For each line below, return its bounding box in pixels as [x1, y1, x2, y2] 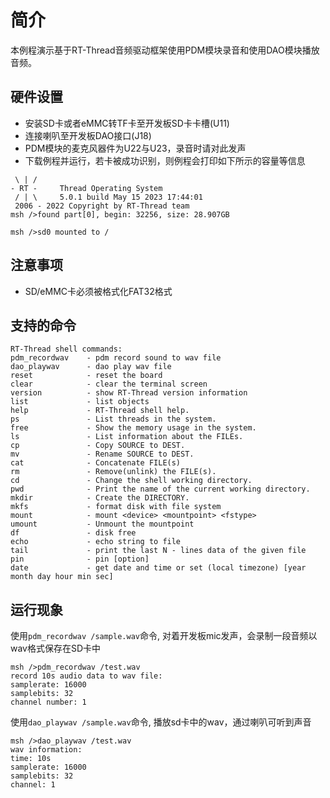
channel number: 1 [10, 697, 87, 708]
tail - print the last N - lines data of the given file [10, 546, 307, 556]
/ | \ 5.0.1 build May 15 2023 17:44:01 [14, 192, 203, 202]
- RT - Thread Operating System [10, 183, 163, 193]
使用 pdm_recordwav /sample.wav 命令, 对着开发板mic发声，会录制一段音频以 [10, 630, 318, 642]
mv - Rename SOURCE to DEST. [10, 449, 195, 460]
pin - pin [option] [10, 554, 150, 565]
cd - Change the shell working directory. [10, 476, 253, 486]
